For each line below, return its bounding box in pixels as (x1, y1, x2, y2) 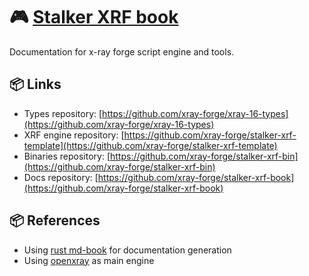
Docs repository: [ (23, 171, 99, 183)
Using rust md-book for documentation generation (23, 244, 232, 256)
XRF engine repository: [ (23, 129, 125, 141)
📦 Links (9, 76, 62, 93)
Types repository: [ (23, 107, 103, 119)
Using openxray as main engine (23, 254, 155, 266)
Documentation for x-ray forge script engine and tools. (9, 45, 235, 58)
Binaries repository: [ (23, 150, 111, 162)
